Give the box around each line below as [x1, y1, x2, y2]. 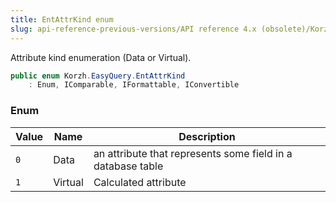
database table [93, 159, 164, 173]
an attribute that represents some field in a [93, 146, 293, 160]
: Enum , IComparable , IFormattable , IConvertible [28, 80, 240, 90]
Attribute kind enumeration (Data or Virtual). [10, 51, 192, 63]
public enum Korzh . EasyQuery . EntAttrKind [10, 71, 186, 81]
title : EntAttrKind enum [10, 14, 114, 25]
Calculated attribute [93, 175, 187, 189]
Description [178, 129, 236, 143]
